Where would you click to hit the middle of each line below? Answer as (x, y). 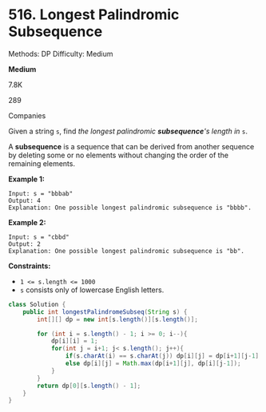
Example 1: (27, 179)
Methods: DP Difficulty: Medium (61, 53)
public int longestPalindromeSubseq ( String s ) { (105, 312)
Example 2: (27, 222)
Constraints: (30, 266)
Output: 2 (25, 244)
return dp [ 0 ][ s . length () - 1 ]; (89, 386)
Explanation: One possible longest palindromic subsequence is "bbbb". (130, 208)
